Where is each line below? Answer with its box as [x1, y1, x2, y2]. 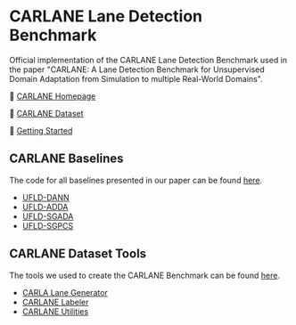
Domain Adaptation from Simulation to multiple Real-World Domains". [9, 73, 263, 84]
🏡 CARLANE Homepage [9, 91, 96, 102]
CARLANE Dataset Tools [9, 247, 147, 262]
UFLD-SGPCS [21, 220, 74, 231]
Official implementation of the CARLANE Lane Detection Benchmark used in [9, 54, 288, 65]
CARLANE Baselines [9, 151, 124, 167]
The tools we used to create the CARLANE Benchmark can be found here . [9, 270, 281, 280]
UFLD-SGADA [21, 211, 74, 222]
